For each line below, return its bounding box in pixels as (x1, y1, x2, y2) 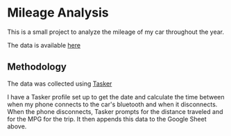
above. (7, 122, 27, 130)
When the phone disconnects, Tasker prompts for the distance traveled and (7, 107, 223, 115)
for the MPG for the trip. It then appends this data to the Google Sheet (7, 115, 207, 123)
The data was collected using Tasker (7, 79, 112, 88)
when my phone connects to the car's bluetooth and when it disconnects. (7, 100, 218, 108)
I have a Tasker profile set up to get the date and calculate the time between (7, 93, 225, 101)
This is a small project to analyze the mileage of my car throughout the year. (7, 28, 224, 36)
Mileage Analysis (7, 5, 109, 21)
